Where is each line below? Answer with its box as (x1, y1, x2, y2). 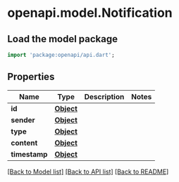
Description (84, 91, 125, 101)
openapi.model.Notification (7, 5, 173, 21)
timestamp (11, 149, 48, 159)
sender (11, 115, 35, 124)
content (11, 138, 38, 148)
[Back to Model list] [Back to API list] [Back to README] (7, 167, 169, 176)
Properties (7, 71, 55, 83)
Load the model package (7, 33, 118, 45)
